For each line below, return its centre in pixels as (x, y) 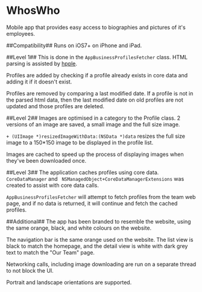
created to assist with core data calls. (53, 185)
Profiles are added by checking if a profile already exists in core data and (97, 75)
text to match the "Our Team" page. (51, 252)
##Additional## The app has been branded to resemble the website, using (99, 221)
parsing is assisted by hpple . (42, 63)
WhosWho (33, 11)
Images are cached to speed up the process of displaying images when (95, 154)
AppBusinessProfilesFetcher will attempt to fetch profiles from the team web (101, 196)
